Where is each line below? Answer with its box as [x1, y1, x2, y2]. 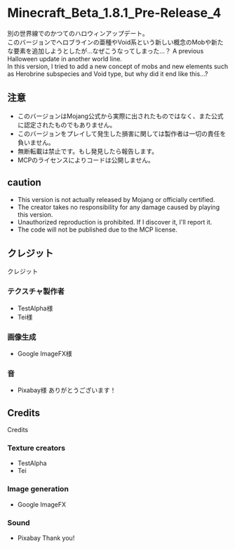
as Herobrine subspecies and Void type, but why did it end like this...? [7, 69, 208, 78]
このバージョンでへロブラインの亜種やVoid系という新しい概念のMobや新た [7, 37, 224, 46]
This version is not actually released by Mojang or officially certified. [17, 195, 215, 203]
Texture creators [7, 443, 65, 453]
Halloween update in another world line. [7, 54, 123, 63]
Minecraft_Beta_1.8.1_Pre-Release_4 [7, 5, 222, 21]
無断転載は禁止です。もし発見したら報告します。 [17, 146, 158, 156]
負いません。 [17, 138, 55, 146]
